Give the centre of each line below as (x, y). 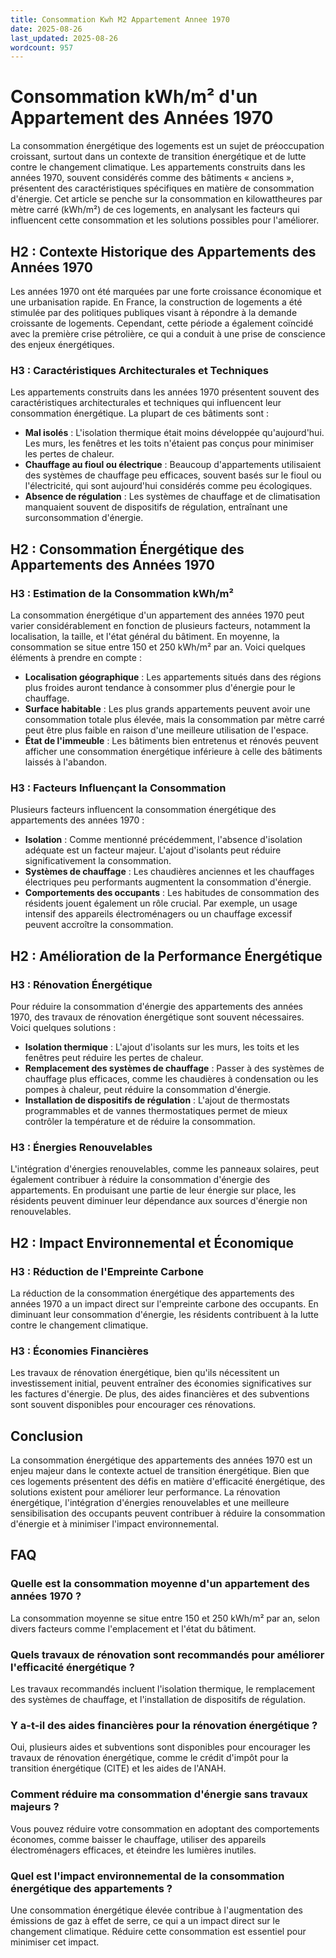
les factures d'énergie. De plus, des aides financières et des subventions (160, 1394)
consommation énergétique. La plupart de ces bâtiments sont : (140, 413)
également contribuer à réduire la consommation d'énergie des (140, 1180)
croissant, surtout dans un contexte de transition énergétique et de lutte (158, 157)
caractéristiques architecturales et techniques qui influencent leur (146, 403)
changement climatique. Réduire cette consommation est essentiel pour (158, 1931)
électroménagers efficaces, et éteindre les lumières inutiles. (133, 1850)
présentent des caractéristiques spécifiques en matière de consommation (162, 188)
